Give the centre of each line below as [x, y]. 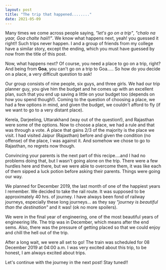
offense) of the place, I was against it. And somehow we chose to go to [78, 141]
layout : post [19, 10]
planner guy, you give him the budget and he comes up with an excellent [79, 89]
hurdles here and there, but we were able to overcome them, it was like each [83, 166]
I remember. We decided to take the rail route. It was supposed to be [75, 192]
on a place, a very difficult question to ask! [49, 74]
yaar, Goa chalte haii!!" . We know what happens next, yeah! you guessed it [82, 38]
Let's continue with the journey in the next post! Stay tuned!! [67, 263]
